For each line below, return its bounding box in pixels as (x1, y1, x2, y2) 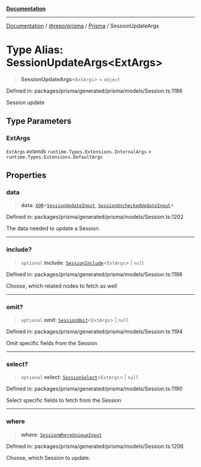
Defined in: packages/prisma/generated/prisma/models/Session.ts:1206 (6, 442, 184, 450)
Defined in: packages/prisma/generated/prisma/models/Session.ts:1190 (6, 385, 183, 392)
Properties (6, 170, 47, 181)
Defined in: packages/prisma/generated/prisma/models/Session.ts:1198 (6, 270, 182, 277)
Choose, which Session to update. (6, 454, 91, 461)
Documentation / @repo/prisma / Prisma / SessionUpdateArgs (6, 22, 160, 29)
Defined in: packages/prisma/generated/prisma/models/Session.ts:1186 (6, 87, 182, 94)
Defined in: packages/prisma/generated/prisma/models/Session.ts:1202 (6, 213, 184, 221)
